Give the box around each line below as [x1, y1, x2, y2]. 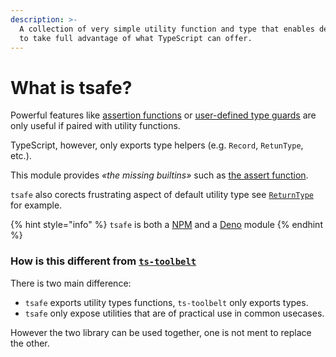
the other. [10, 337, 50, 349]
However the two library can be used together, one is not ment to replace [10, 326, 312, 338]
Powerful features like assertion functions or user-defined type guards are [10, 109, 317, 121]
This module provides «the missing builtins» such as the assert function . [10, 169, 309, 181]
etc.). [10, 150, 32, 162]
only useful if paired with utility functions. [10, 120, 181, 132]
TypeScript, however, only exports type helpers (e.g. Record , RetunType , [10, 139, 304, 151]
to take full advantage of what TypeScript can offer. [19, 33, 253, 43]
